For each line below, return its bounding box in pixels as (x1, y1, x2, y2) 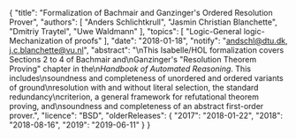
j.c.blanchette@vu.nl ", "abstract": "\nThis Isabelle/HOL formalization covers (9, 45, 285, 55)
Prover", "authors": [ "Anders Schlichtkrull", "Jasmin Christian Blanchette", (9, 17, 278, 27)
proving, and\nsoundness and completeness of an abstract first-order (9, 101, 264, 111)
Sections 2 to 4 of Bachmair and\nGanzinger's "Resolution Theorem (9, 55, 257, 64)
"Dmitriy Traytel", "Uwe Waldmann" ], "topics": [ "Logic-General (9, 26, 242, 36)
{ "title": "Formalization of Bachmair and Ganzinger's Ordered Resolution (9, 8, 273, 18)
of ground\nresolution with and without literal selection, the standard (9, 83, 259, 92)
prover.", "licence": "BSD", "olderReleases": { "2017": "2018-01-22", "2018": (9, 110, 283, 121)
